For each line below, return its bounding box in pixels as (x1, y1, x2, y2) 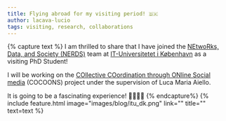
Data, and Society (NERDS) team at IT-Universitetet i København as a (7, 50, 207, 58)
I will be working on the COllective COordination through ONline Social (7, 71, 211, 79)
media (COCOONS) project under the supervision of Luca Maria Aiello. (7, 78, 211, 87)
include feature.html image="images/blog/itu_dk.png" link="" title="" (7, 99, 206, 108)
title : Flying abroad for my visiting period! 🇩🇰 (7, 10, 159, 17)
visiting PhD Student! (7, 57, 68, 66)
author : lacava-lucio (7, 17, 71, 24)
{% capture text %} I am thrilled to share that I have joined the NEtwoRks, (7, 43, 220, 51)
